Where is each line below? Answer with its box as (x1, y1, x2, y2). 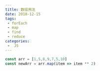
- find (7, 30, 21, 35)
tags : (5, 16, 16, 21)
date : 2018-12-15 (5, 12, 41, 17)
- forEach (7, 20, 28, 26)
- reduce (7, 35, 26, 39)
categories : (5, 39, 30, 44)
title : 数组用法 (5, 7, 35, 12)
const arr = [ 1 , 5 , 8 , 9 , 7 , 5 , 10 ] (5, 56, 67, 61)
